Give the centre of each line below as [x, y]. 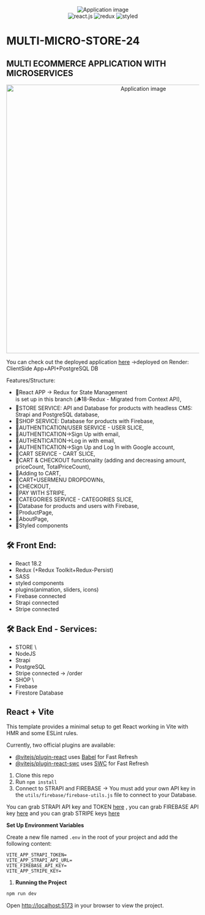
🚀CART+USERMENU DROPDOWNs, [60, 480]
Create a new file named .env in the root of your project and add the [92, 837]
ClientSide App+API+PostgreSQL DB [52, 368]
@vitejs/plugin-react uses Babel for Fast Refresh [76, 757]
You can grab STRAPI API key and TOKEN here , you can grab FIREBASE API [102, 807]
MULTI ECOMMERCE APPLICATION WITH [86, 64]
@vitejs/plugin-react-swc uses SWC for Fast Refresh [82, 763]
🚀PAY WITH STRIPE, [41, 493]
